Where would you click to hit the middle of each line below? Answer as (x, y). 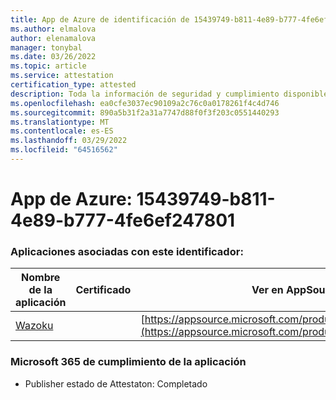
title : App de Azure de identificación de (100, 19)
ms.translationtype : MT (60, 122)
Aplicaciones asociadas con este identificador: (127, 251)
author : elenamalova (53, 38)
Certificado (103, 290)
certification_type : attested (73, 85)
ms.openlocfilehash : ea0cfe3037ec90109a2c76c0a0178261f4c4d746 (145, 103)
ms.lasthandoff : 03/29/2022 (69, 141)
